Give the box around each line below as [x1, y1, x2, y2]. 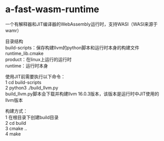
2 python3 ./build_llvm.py [5, 84, 58, 91]
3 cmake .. [5, 125, 27, 131]
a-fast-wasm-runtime [5, 4, 100, 15]
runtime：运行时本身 [5, 63, 48, 69]
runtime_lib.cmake [5, 50, 44, 57]
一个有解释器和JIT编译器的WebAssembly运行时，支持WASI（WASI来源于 [5, 21, 158, 27]
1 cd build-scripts [5, 79, 42, 85]
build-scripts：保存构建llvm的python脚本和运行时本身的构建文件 [5, 44, 140, 50]
